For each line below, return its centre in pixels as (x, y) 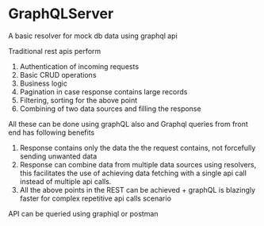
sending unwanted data (58, 156)
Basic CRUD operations (58, 75)
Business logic (43, 83)
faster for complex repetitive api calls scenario (96, 198)
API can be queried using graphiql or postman (83, 213)
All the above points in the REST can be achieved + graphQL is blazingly (138, 190)
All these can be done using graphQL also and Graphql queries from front (128, 124)
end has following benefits (52, 132)
